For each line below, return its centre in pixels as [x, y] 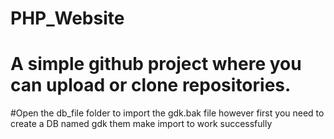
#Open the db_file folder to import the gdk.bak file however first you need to [167, 113]
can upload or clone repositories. [151, 85]
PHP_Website [67, 18]
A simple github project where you [156, 64]
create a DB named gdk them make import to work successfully [141, 124]
